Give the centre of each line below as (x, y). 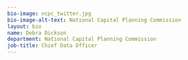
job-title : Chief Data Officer (52, 46)
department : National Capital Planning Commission (82, 39)
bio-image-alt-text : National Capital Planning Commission (94, 20)
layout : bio (24, 26)
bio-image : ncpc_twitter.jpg (49, 13)
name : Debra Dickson (37, 33)
